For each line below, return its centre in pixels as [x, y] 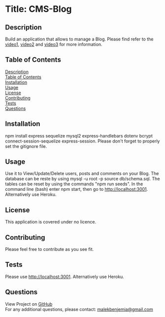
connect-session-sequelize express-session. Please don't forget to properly [82, 141]
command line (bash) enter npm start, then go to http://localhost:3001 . [77, 189]
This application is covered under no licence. [51, 222]
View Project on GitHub [29, 304]
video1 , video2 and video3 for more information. [54, 44]
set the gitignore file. [26, 146]
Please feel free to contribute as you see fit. [49, 249]
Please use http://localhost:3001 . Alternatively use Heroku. [65, 277]
